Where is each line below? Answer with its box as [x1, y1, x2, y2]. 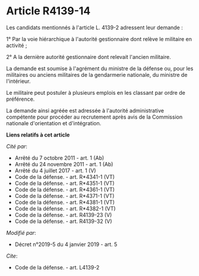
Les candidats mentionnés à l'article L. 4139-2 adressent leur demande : [6, 24, 183, 31]
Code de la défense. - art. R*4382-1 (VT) [14, 204, 116, 212]
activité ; [6, 42, 27, 49]
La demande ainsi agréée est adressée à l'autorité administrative [6, 107, 165, 114]
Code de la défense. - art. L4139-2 [14, 263, 100, 271]
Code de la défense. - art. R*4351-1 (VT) [14, 179, 115, 187]
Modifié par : [6, 229, 37, 236]
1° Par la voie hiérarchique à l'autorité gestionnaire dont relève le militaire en [6, 35, 192, 42]
